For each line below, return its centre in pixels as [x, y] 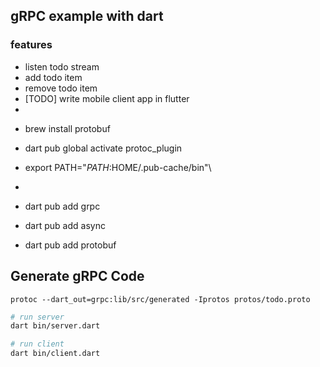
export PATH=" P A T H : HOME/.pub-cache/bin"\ [118, 167]
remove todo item [61, 88]
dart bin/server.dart [55, 326]
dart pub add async [65, 225]
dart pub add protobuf [70, 245]
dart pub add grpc [62, 206]
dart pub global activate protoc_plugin [103, 148]
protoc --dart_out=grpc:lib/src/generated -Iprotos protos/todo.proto [160, 299]
